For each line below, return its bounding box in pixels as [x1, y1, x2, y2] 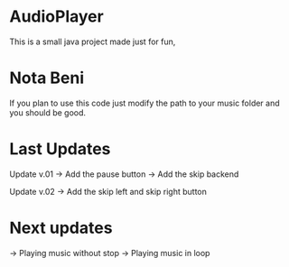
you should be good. [9, 106, 87, 118]
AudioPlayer [9, 6, 104, 27]
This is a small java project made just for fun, [9, 36, 176, 47]
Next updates [9, 218, 113, 238]
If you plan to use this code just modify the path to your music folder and [9, 97, 280, 108]
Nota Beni [9, 68, 85, 88]
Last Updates [9, 139, 111, 160]
